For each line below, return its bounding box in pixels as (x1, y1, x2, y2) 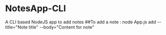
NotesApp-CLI (5, 3, 66, 14)
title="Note (5, 24, 28, 30)
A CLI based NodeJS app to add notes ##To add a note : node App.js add (5, 19, 156, 25)
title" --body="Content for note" (28, 24, 95, 30)
